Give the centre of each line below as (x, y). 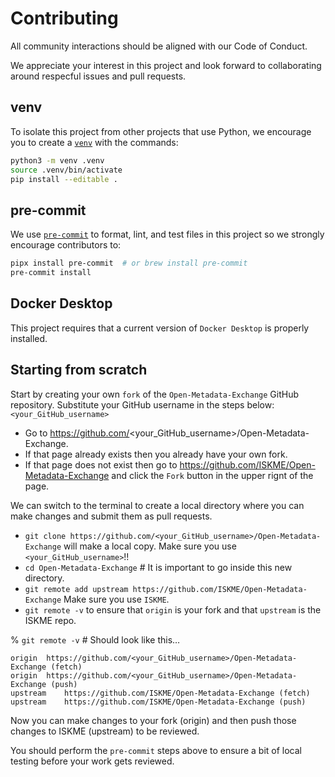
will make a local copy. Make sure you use (150, 546)
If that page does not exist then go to (101, 464)
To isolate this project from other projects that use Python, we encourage (161, 131)
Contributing (64, 18)
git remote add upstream (76, 589)
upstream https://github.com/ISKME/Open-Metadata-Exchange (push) (158, 702)
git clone (45, 536)
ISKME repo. (50, 620)
